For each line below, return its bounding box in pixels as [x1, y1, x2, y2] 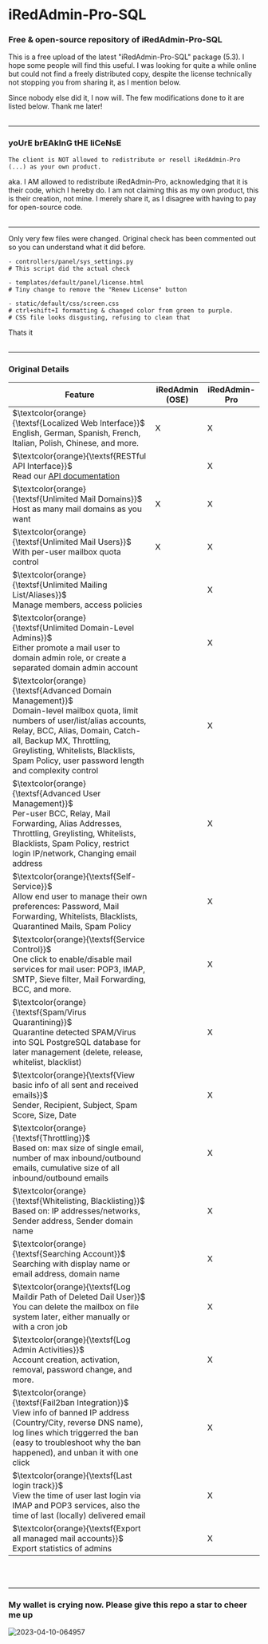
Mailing [79, 579, 108, 590]
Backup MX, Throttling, [25, 735, 112, 746]
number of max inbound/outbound [12, 1153, 141, 1164]
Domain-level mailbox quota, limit [12, 705, 139, 717]
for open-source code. [8, 202, 83, 212]
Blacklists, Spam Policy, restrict [12, 838, 130, 849]
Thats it [8, 328, 33, 337]
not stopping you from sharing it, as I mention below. [8, 77, 181, 87]
